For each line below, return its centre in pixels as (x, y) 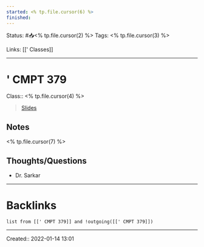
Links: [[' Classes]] (30, 49)
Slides (29, 108)
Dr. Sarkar (28, 175)
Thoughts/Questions (46, 161)
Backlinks (32, 205)
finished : (19, 18)
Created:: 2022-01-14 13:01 (40, 239)
